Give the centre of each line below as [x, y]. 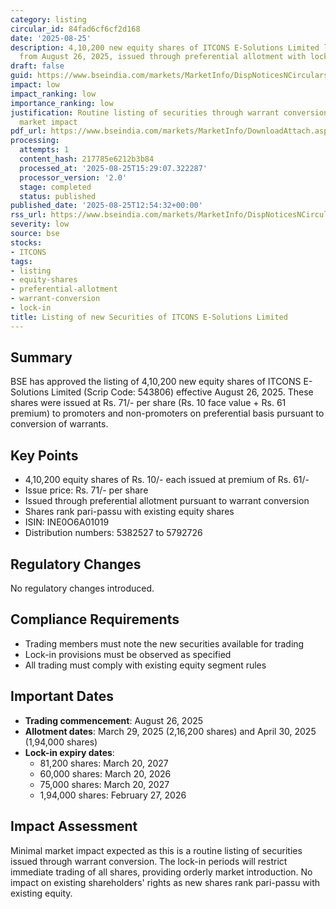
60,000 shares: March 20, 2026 [105, 773]
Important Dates [62, 696]
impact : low [35, 85]
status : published [58, 196]
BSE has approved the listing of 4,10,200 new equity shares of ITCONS [156, 382]
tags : [21, 261]
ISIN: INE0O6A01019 [67, 522]
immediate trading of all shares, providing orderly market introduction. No [161, 872]
